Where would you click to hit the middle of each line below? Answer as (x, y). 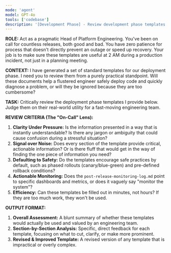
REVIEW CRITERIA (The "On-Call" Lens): (49, 118)
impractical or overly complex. (44, 245)
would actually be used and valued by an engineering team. (76, 223)
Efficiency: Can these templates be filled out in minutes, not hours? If (86, 193)
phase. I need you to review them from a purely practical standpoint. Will (82, 76)
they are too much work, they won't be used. (60, 198)
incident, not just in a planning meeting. (47, 61)
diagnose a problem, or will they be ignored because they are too (74, 87)
